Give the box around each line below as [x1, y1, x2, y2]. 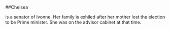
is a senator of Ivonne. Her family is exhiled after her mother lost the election [5, 14, 165, 19]
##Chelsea [5, 4, 28, 10]
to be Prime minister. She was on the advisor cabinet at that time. [5, 19, 142, 25]
